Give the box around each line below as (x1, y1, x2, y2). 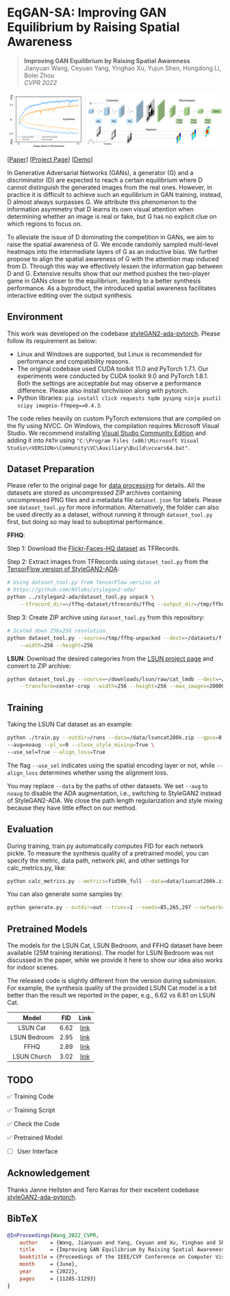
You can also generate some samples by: (7, 890, 123, 898)
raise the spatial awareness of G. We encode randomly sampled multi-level (7, 240, 219, 248)
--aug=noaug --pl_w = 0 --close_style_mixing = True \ (7, 742, 155, 749)
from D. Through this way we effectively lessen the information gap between (7, 262, 223, 270)
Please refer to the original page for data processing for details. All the (7, 482, 205, 490)
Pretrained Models (7, 923, 88, 934)
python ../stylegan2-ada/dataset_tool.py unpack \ (7, 593, 155, 601)
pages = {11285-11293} (19, 1275, 97, 1282)
